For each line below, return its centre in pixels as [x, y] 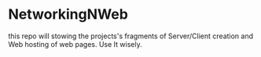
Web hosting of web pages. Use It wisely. [75, 44]
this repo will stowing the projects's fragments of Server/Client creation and [131, 36]
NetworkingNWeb [68, 14]
